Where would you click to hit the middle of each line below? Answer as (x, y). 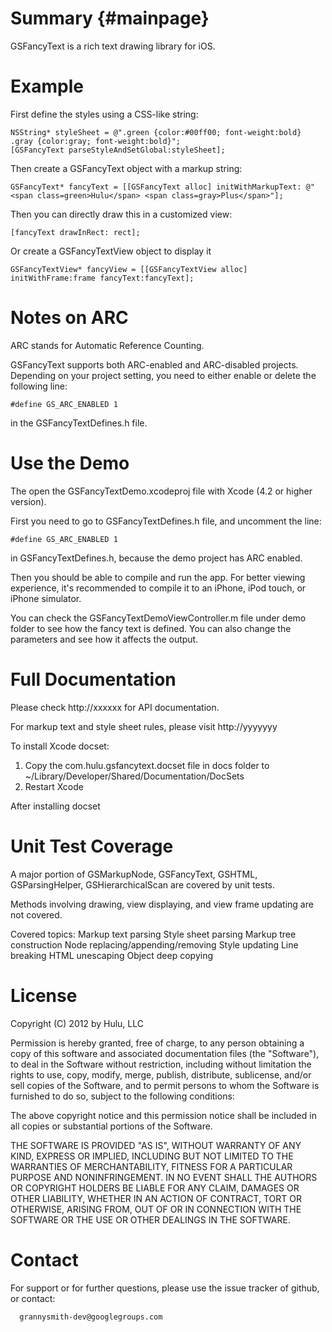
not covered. (36, 914)
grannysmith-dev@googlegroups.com (91, 1317)
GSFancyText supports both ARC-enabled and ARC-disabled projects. (154, 364)
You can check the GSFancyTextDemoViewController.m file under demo (158, 618)
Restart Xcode (54, 786)
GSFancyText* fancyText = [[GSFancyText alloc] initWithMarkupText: (156, 187)
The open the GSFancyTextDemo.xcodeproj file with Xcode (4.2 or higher (161, 491)
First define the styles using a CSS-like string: (104, 114)
